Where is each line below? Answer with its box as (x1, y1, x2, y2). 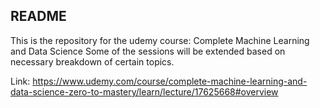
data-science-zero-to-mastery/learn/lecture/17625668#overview (10, 85, 279, 98)
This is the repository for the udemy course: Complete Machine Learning (10, 34, 310, 46)
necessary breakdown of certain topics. (10, 55, 175, 68)
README (10, 8, 67, 25)
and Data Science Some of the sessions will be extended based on (10, 45, 286, 57)
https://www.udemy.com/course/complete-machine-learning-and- (32, 75, 308, 87)
